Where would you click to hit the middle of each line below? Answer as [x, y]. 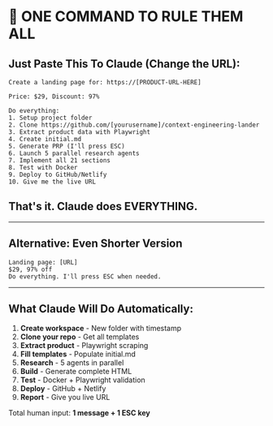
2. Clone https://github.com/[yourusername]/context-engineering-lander [134, 125]
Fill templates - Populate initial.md [78, 354]
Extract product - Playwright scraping [84, 346]
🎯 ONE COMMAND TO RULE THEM [126, 17]
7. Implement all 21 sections [60, 161]
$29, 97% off [30, 269]
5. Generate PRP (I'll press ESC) [67, 146]
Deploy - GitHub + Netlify [63, 389]
